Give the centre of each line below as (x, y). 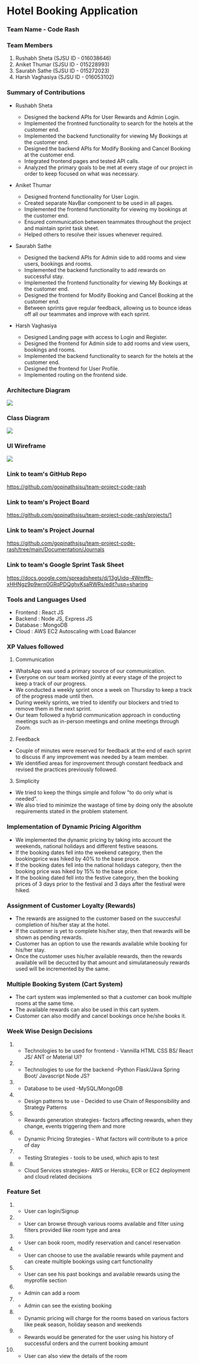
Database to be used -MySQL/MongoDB (73, 1088)
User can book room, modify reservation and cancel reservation (102, 1242)
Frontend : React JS (39, 612)
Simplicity (27, 781)
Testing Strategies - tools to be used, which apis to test (92, 1158)
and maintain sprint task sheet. (62, 228)
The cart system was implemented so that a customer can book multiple (103, 997)
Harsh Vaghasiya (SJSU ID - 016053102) (65, 77)
